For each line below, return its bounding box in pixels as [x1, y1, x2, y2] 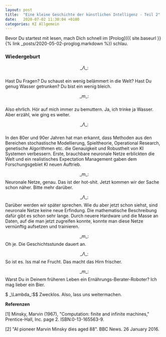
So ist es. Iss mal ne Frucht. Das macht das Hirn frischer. [5, 258, 122, 264]
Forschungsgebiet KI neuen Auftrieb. [5, 161, 81, 167]
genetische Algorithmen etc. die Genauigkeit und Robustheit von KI [5, 145, 144, 151]
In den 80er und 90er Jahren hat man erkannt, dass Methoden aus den [5, 134, 152, 141]
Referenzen [5, 301, 30, 307]
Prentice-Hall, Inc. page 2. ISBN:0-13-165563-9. [5, 316, 104, 322]
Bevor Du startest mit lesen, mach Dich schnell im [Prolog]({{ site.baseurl [5, 35, 156, 41]
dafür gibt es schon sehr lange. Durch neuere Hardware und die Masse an [5, 213, 158, 219]
